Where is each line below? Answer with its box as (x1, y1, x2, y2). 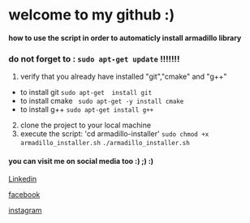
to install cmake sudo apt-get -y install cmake (19, 96, 184, 106)
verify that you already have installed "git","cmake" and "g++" (19, 71, 227, 82)
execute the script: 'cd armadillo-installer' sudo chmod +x (19, 129, 209, 139)
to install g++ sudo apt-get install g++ (19, 105, 154, 114)
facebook (8, 190, 41, 199)
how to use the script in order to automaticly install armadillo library (8, 32, 242, 42)
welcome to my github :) (8, 6, 175, 24)
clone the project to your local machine (19, 120, 152, 131)
